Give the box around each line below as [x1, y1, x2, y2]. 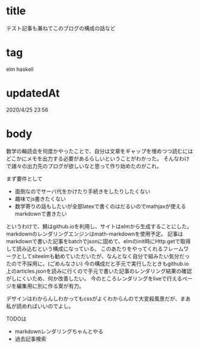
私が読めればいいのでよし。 [6, 302, 74, 309]
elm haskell [6, 66, 34, 73]
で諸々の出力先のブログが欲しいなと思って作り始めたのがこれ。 [6, 162, 162, 169]
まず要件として [6, 175, 43, 182]
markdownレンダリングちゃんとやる [14, 328, 104, 335]
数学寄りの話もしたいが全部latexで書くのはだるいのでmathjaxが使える [14, 203, 187, 210]
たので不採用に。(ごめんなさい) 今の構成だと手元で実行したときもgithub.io [6, 260, 189, 267]
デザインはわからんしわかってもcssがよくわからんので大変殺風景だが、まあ [6, 295, 191, 302]
